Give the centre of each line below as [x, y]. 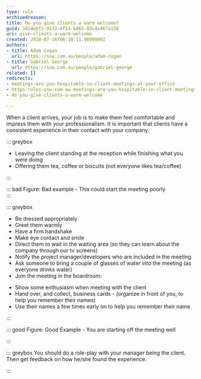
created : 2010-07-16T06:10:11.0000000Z [56, 39]
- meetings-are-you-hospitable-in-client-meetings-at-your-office [91, 84]
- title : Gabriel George [37, 62]
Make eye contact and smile [50, 237]
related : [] [21, 73]
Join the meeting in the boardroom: [58, 276]
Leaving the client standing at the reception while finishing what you [99, 153]
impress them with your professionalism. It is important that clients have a [97, 124]
